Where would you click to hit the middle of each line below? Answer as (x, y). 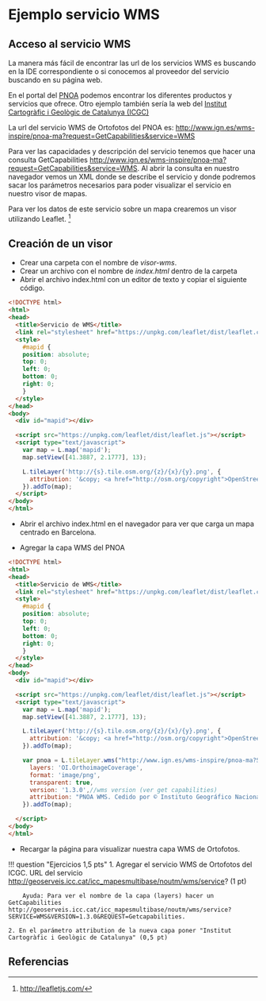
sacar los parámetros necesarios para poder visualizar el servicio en (120, 185)
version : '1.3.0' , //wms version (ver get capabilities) (123, 790)
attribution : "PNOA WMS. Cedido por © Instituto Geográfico (130, 797)
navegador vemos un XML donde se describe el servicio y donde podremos (132, 177)
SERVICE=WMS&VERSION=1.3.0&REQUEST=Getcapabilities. (97, 916)
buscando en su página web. (55, 80)
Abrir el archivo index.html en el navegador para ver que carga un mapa (137, 524)
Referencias (39, 962)
